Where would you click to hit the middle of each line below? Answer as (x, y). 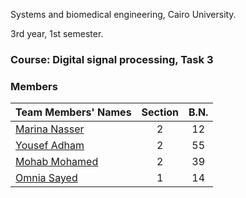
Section (160, 112)
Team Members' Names (73, 112)
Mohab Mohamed (57, 162)
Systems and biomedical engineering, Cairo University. (123, 14)
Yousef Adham (50, 146)
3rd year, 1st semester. (57, 33)
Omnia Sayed (46, 178)
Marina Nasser (50, 129)
